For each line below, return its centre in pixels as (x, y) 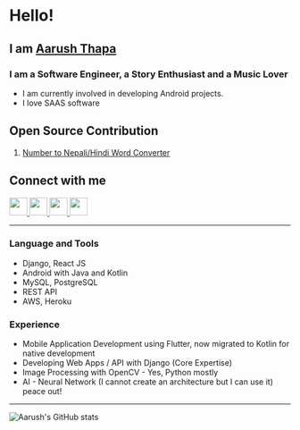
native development (58, 353)
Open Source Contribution (84, 131)
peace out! (42, 392)
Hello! (32, 16)
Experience (34, 325)
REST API (40, 291)
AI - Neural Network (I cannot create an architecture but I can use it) (148, 382)
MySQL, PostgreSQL (60, 282)
